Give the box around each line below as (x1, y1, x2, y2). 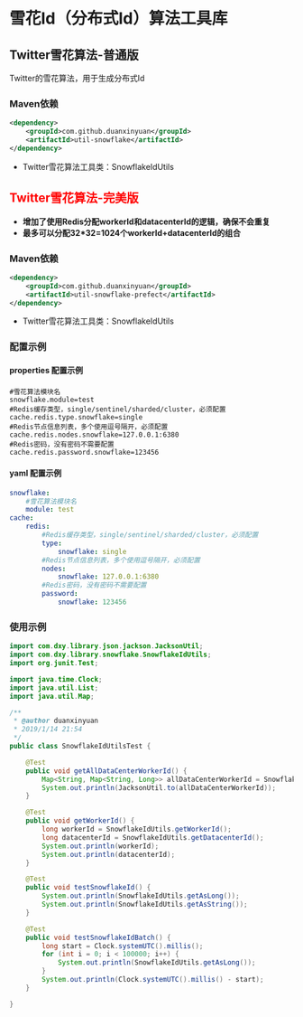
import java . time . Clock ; (9, 674, 103, 683)
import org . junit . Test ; (9, 659, 99, 668)
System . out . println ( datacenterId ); (41, 850, 176, 859)
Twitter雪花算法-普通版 (9, 47, 140, 62)
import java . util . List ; (9, 683, 99, 692)
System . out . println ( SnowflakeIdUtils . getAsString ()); (41, 900, 248, 909)
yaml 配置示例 (9, 467, 62, 479)
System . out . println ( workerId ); (41, 842, 160, 851)
